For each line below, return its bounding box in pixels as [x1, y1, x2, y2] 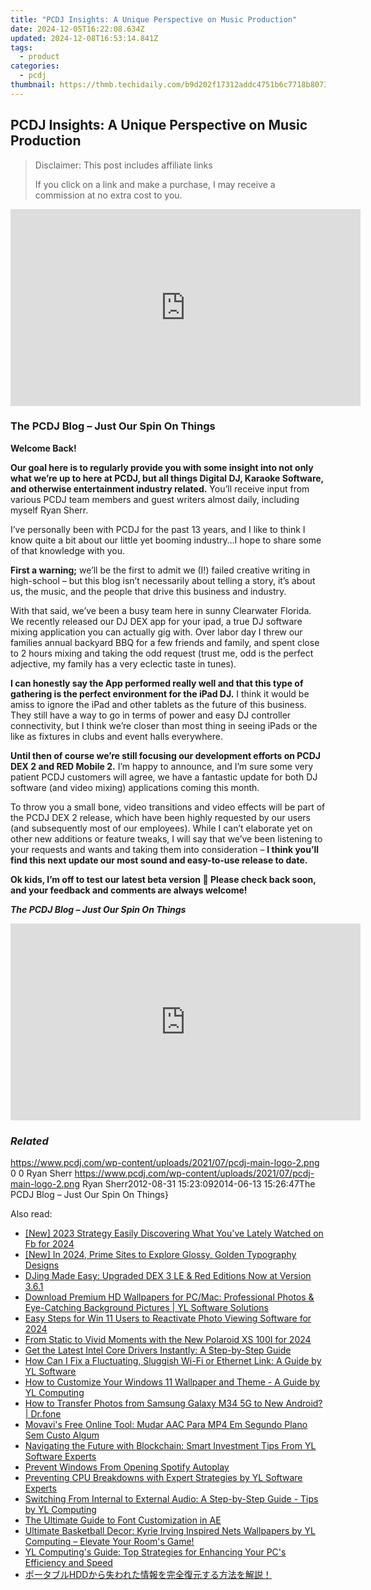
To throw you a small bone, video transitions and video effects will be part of [10, 801, 326, 813]
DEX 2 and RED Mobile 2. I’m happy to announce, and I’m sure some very [10, 760, 314, 772]
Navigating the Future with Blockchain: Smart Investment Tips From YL [24, 1440, 317, 1452]
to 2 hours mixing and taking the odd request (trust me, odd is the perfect [10, 647, 314, 659]
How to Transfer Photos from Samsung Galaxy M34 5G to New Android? [24, 1397, 323, 1410]
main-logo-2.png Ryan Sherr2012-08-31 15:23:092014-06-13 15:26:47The [10, 1178, 316, 1190]
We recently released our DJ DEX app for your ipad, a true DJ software [10, 615, 303, 627]
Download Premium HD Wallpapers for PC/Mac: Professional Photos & [24, 1291, 315, 1303]
